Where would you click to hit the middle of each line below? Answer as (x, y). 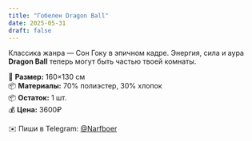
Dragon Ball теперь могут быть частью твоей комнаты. (102, 61)
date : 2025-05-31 (37, 23)
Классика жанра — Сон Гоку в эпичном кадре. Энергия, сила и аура (126, 53)
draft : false (30, 30)
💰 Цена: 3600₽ (35, 110)
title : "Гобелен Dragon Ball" (59, 16)
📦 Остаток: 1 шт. (38, 98)
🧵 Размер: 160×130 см (47, 77)
